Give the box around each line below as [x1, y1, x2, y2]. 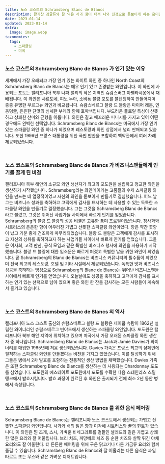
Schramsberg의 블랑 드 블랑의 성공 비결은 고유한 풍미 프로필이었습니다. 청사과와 [5, 218, 160, 224]
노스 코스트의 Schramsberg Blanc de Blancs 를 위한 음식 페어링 [5, 405, 150, 412]
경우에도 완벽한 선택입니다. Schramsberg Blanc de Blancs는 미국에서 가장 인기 [5, 120, 158, 126]
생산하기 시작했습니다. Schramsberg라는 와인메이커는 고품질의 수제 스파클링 [5, 187, 152, 193]
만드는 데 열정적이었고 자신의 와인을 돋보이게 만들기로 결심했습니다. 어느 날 [14, 193, 157, 199]
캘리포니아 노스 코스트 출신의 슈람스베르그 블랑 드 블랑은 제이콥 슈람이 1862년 [5, 320, 154, 326]
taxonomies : [5, 35, 29, 40]
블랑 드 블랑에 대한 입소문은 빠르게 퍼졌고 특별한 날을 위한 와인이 [23, 249, 146, 255]
